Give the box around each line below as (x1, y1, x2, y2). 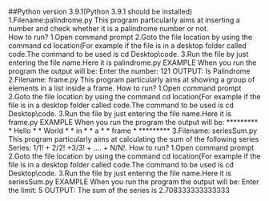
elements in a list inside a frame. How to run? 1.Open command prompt (8, 83, 242, 93)
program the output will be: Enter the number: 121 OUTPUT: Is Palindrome (8, 66, 251, 75)
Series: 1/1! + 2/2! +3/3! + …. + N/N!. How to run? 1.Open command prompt (8, 143, 255, 152)
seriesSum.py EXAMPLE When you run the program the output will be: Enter (8, 177, 259, 187)
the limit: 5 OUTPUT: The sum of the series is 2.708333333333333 (8, 186, 230, 195)
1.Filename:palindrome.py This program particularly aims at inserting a (8, 15, 240, 25)
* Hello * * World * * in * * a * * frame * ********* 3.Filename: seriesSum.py (8, 126, 258, 135)
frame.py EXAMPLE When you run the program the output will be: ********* (8, 118, 259, 127)
